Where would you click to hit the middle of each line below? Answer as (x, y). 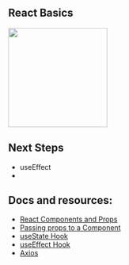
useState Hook (44, 236)
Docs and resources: (61, 200)
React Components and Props (68, 219)
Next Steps (36, 148)
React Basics (41, 13)
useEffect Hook (45, 244)
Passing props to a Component (70, 228)
